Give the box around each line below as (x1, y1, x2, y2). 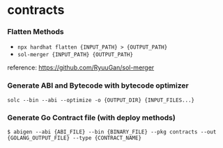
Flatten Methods (7, 27, 64, 37)
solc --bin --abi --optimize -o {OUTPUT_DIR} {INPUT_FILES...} (7, 97, 195, 104)
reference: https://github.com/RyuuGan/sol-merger (7, 63, 155, 72)
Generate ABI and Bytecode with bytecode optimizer (7, 81, 190, 90)
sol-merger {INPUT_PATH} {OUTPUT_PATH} (17, 51, 134, 58)
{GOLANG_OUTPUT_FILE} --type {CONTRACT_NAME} (7, 135, 141, 142)
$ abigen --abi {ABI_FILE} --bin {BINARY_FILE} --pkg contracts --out (7, 129, 217, 135)
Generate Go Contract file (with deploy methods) (7, 113, 176, 122)
